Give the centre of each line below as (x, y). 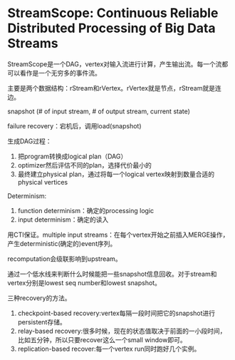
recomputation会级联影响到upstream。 (65, 259)
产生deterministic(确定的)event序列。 (62, 243)
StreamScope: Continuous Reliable (113, 13)
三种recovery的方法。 (39, 298)
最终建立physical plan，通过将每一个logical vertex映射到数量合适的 (116, 174)
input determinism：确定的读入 (63, 220)
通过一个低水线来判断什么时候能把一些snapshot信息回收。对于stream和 (112, 274)
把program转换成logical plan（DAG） (72, 156)
